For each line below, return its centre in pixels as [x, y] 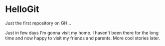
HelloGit [22, 9]
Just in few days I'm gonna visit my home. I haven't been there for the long [82, 32]
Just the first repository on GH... [38, 23]
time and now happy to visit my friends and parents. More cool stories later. [83, 38]
